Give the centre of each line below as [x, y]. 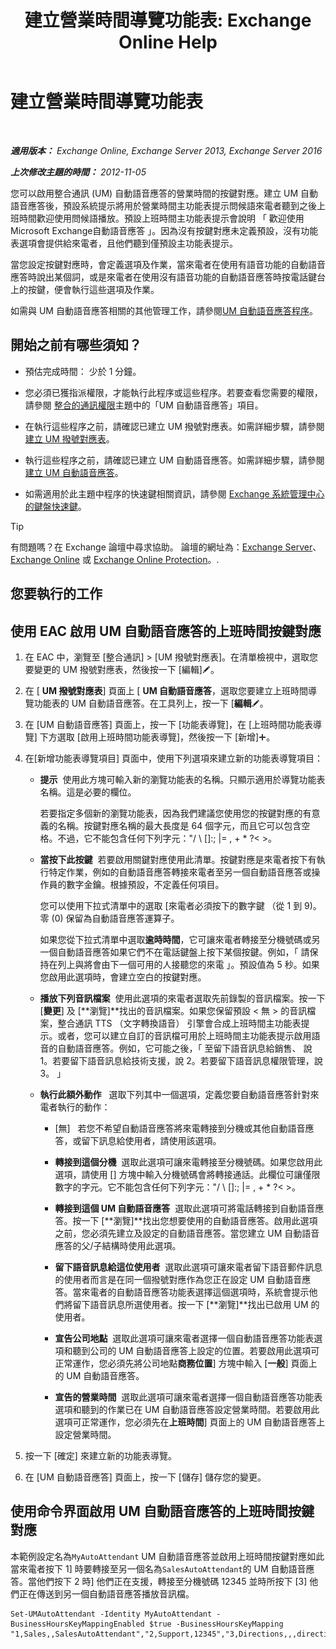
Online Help [168, 42]
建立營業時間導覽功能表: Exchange [168, 20]
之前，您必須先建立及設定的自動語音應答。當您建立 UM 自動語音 [187, 1233]
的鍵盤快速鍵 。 [55, 506]
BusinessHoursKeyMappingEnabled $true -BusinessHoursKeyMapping [147, 1624]
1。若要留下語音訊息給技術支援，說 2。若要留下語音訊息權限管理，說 [181, 1060]
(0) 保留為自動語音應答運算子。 [115, 918]
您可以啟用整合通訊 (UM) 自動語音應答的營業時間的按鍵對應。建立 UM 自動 [164, 193]
